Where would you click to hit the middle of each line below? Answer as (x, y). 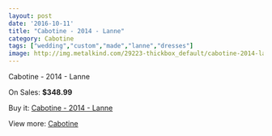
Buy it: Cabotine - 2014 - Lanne (61, 108)
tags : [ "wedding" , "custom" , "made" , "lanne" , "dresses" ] (101, 46)
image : (19, 53)
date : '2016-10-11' (41, 23)
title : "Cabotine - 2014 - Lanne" (67, 31)
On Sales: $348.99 (40, 92)
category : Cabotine (41, 38)
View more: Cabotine (43, 123)
